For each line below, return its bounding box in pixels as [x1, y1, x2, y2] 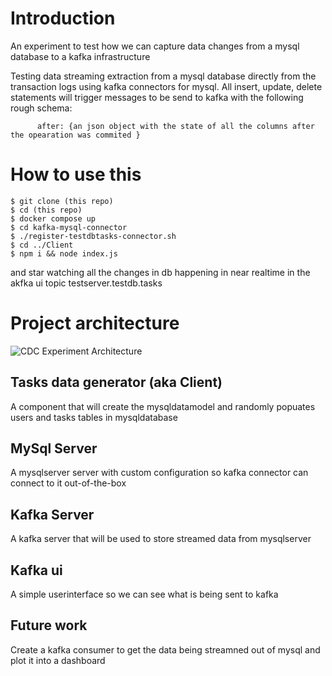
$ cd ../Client [10, 240, 74, 250]
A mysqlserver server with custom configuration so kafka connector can [10, 467, 309, 479]
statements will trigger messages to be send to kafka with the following [10, 91, 304, 103]
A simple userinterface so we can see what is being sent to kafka [10, 588, 279, 601]
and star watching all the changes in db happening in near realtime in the [10, 266, 311, 278]
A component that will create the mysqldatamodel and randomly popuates [10, 400, 316, 412]
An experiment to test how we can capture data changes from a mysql [10, 40, 300, 52]
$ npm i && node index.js [10, 248, 118, 259]
